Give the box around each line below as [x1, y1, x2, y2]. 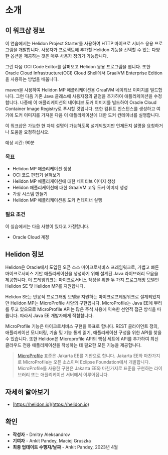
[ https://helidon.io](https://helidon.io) [12, 401, 89, 407]
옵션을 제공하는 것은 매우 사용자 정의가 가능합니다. [10, 53, 108, 59]
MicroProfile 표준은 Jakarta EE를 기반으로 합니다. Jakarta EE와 [17, 353, 143, 359]
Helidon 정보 [5, 250, 44, 259]
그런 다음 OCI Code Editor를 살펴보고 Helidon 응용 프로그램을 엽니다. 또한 [5, 64, 151, 69]
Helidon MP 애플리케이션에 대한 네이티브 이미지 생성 [12, 178, 116, 184]
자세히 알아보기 [5, 388, 50, 396]
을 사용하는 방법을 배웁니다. [5, 76, 59, 82]
